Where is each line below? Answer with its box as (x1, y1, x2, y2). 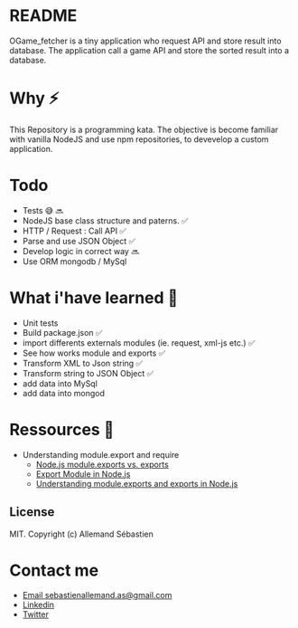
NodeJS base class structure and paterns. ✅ (22, 214, 189, 226)
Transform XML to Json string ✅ (22, 357, 143, 368)
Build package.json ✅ (22, 327, 103, 338)
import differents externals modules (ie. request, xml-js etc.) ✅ (22, 337, 256, 348)
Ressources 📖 (9, 419, 115, 440)
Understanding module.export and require (22, 449, 180, 460)
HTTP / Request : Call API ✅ (22, 225, 126, 236)
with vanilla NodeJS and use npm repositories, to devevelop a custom (9, 133, 269, 145)
